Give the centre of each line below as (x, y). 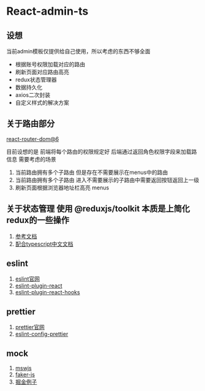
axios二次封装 (33, 95)
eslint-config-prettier (42, 334)
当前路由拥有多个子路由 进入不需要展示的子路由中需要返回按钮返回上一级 (107, 180)
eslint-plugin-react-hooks (48, 292)
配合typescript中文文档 (44, 244)
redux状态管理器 (36, 80)
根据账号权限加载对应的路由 (50, 64)
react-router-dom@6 (33, 139)
